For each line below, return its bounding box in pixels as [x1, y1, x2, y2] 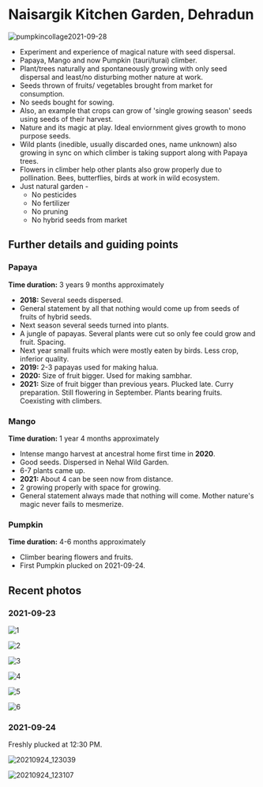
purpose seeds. [19, 131, 71, 140]
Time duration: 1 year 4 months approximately [8, 433, 160, 443]
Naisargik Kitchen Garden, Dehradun [8, 6, 254, 24]
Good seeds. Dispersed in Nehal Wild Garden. [19, 457, 170, 467]
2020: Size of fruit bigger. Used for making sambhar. [19, 370, 193, 380]
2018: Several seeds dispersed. [19, 295, 124, 305]
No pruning [31, 206, 69, 216]
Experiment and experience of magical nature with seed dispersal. [19, 47, 235, 56]
